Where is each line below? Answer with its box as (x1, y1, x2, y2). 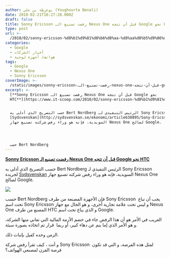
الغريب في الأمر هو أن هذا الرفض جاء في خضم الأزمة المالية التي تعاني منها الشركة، (5, 216, 162, 223)
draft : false (5, 17, 33, 22)
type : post (5, 26, 28, 31)
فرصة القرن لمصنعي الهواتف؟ (5, 246, 62, 253)
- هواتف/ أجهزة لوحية (10, 54, 56, 60)
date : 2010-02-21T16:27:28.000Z (5, 12, 73, 17)
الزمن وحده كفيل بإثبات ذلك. (5, 231, 59, 238)
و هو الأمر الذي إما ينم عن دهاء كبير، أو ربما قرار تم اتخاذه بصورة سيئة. (5, 222, 138, 228)
